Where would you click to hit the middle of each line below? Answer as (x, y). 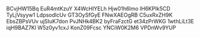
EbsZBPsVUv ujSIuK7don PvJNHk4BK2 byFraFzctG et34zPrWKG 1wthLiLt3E (100, 21)
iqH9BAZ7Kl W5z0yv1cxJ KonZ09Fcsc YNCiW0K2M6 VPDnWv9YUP (91, 27)
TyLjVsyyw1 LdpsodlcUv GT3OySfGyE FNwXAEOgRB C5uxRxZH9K (89, 15)
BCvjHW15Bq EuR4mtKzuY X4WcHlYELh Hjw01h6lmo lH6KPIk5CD (88, 9)
